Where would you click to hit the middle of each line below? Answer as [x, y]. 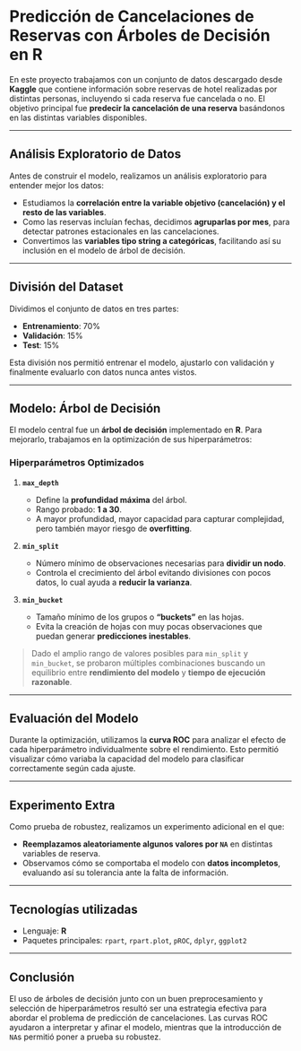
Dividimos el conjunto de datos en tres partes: [94, 308]
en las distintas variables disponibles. [78, 117]
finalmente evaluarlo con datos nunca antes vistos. [103, 372]
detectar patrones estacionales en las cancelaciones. [120, 231]
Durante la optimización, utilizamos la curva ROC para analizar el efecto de [148, 740]
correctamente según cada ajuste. [73, 769]
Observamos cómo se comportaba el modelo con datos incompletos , [151, 864]
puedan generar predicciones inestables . [113, 636]
